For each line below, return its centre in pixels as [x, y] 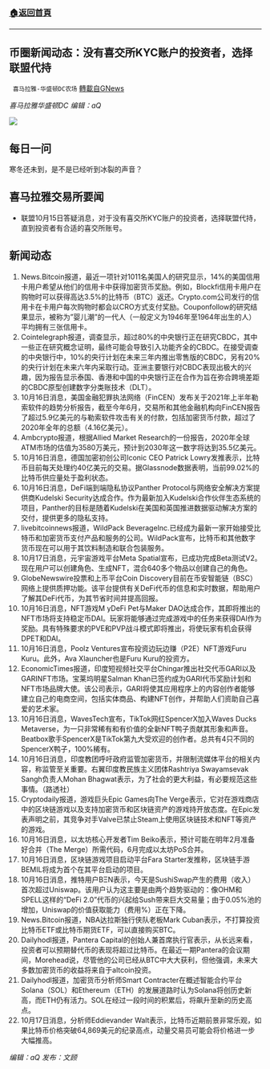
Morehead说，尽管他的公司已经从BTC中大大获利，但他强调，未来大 [147, 960]
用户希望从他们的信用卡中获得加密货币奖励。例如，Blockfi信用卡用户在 [144, 286]
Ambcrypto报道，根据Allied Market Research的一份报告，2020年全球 [135, 437]
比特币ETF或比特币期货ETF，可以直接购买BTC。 [100, 929]
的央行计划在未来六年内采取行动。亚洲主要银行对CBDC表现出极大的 [133, 367]
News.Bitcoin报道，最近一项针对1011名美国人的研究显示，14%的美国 [133, 276]
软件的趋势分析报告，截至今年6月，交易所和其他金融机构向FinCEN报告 [144, 407]
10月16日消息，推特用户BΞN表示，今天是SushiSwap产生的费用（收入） [138, 879]
